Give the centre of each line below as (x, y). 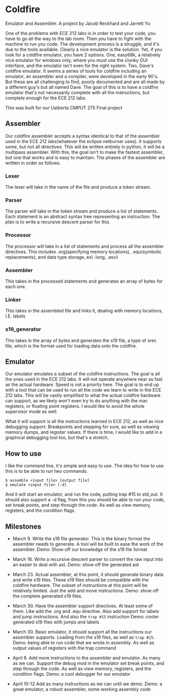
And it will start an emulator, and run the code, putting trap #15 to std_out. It (84, 494)
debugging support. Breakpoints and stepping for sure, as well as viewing (82, 427)
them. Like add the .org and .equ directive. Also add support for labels (86, 611)
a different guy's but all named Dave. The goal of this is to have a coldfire (82, 87)
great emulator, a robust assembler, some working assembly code (81, 689)
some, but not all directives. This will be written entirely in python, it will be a (85, 147)
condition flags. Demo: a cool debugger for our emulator (72, 674)
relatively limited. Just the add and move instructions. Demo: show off (86, 590)
